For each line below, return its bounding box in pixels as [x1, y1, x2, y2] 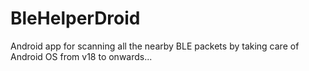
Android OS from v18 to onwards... [10, 50, 153, 62]
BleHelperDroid [10, 7, 141, 30]
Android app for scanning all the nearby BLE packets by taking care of [10, 40, 300, 52]
